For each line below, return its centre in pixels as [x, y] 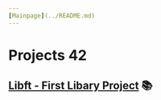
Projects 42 [47, 55]
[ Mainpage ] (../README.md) [52, 16]
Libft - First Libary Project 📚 [80, 86]
